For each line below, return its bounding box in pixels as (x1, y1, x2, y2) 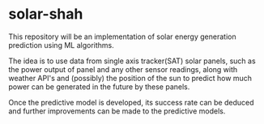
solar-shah (8, 5, 83, 24)
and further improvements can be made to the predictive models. (8, 106, 226, 116)
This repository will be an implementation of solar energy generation (8, 32, 236, 41)
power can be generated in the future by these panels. (8, 82, 190, 92)
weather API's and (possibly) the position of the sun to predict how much (8, 73, 253, 83)
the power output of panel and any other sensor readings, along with (8, 64, 238, 74)
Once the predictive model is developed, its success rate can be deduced (8, 97, 254, 107)
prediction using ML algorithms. (8, 40, 115, 49)
